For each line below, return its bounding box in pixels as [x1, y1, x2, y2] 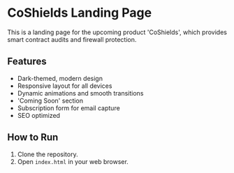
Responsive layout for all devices [17, 82, 112, 90]
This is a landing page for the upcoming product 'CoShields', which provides [7, 28, 227, 36]
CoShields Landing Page [7, 5, 152, 21]
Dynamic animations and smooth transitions [17, 89, 144, 97]
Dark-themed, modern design [17, 74, 103, 82]
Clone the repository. [17, 150, 78, 158]
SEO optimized [17, 111, 61, 119]
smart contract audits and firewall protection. [7, 35, 137, 43]
